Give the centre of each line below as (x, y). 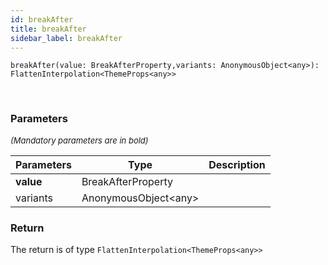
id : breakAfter (42, 19)
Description (237, 164)
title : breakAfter (48, 29)
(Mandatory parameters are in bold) (79, 140)
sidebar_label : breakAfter (66, 38)
